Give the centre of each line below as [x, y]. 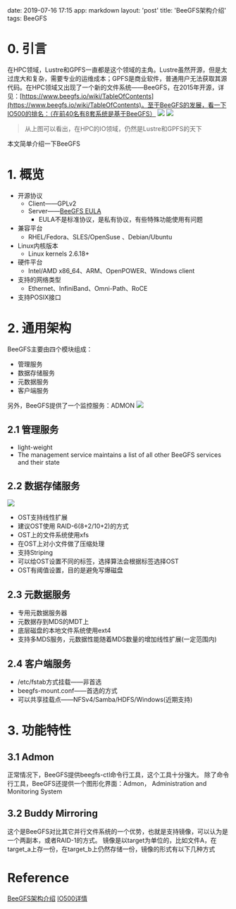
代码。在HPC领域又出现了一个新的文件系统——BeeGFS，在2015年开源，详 [116, 87]
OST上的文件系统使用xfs [53, 535]
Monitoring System [35, 791]
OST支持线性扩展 [43, 518]
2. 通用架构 [39, 328]
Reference [38, 878]
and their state [38, 462]
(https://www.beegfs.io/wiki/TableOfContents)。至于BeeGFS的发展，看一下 [117, 105]
